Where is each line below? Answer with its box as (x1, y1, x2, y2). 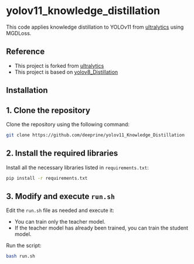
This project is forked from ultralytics (14, 62, 104, 69)
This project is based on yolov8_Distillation (14, 68, 118, 76)
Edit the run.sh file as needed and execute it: (6, 207, 114, 214)
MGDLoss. (6, 29, 32, 36)
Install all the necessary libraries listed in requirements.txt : (6, 164, 149, 171)
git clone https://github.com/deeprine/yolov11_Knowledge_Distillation (6, 132, 185, 138)
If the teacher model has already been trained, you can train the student (14, 224, 189, 232)
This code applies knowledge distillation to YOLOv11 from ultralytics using (6, 23, 184, 30)
